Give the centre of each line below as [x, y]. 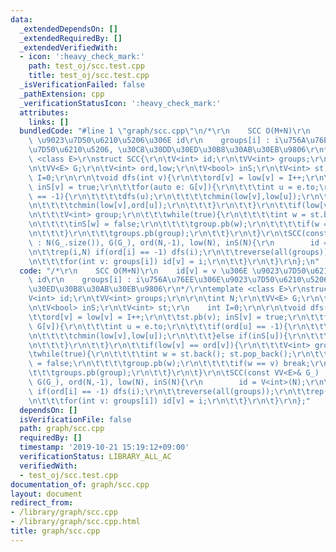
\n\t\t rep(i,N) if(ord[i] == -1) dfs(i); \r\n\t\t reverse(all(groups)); [180, 252]
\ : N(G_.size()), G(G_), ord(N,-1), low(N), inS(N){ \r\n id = [178, 242]
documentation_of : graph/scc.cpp [80, 484]
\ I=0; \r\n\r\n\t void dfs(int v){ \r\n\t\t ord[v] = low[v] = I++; [167, 177]
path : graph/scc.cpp [62, 429]
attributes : [44, 112]
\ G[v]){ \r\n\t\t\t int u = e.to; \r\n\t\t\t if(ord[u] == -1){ [158, 326]
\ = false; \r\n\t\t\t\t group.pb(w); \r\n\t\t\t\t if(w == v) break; [169, 364]
